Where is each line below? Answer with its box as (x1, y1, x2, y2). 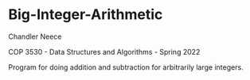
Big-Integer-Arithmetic (8, 6, 163, 24)
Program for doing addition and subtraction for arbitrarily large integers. (8, 62, 244, 72)
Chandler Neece (8, 32, 62, 41)
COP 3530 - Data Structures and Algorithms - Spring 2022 (8, 47, 201, 56)
